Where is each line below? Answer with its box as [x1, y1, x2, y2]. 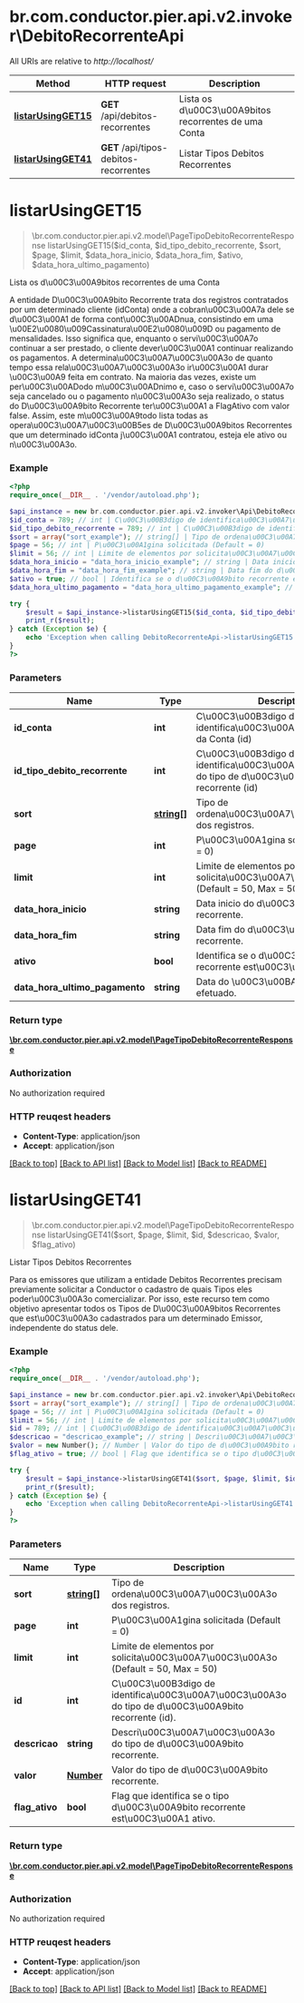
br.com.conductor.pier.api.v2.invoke [9, 6, 292, 27]
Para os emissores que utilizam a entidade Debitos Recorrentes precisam [9, 1274, 282, 1285]
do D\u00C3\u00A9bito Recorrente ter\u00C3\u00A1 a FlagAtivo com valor [9, 400, 290, 411]
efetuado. [195, 987, 237, 1000]
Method [35, 77, 71, 90]
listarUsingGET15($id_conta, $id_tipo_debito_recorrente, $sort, [47, 239, 282, 250]
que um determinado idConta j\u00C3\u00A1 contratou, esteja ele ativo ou [9, 429, 288, 440]
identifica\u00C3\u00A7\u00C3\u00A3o [111, 1689, 287, 1702]
